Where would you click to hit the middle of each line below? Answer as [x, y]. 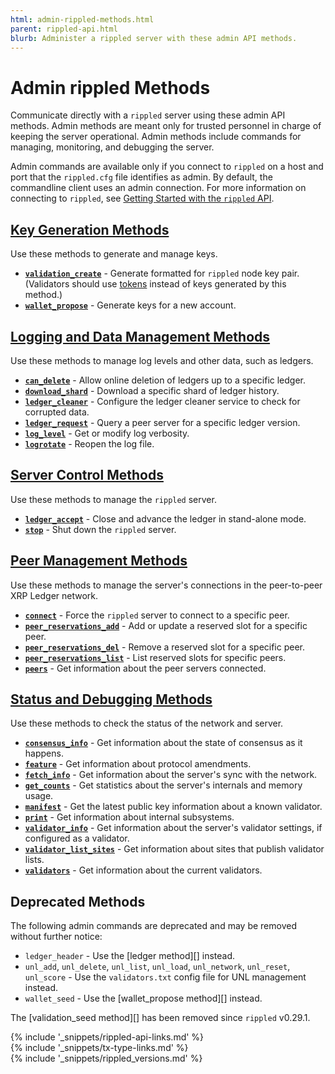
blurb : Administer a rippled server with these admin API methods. [154, 38]
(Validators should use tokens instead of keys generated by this [155, 284]
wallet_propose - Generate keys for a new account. [130, 305]
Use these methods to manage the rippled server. [113, 499]
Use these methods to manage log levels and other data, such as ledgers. [162, 360]
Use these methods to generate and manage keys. [114, 254]
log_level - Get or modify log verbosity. [107, 433]
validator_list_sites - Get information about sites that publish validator [174, 849]
